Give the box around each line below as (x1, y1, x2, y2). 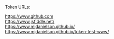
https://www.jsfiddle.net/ (5, 19, 55, 24)
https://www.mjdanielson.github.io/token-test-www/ (5, 29, 110, 34)
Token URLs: (5, 4, 30, 10)
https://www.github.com (5, 13, 54, 19)
